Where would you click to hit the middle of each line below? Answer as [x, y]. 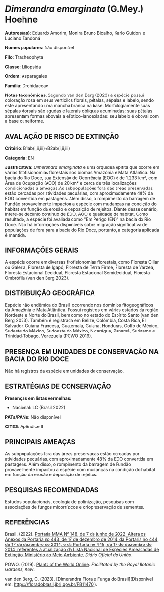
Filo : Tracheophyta [24, 57]
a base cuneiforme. [25, 121]
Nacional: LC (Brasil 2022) [39, 408]
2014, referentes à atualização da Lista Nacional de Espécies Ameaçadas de [82, 550]
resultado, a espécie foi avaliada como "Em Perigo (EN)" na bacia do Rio [78, 219]
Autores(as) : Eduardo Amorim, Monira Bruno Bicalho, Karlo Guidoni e [75, 33]
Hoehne [22, 19]
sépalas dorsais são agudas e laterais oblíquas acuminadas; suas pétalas [79, 111]
